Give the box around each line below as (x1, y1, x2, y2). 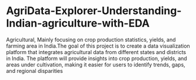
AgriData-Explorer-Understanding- (6, 4, 182, 18)
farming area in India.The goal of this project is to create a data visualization (6, 42, 190, 49)
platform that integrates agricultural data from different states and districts (6, 48, 187, 55)
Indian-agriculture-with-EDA (6, 16, 150, 30)
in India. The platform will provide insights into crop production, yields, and (6, 55, 187, 62)
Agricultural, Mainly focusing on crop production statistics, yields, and (6, 36, 176, 43)
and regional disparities (6, 67, 63, 74)
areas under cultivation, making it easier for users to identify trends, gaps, (6, 61, 185, 68)
